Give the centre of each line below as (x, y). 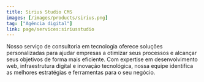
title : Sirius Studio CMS (39, 12)
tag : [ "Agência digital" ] (39, 23)
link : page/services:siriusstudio (51, 29)
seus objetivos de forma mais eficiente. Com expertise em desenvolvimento (102, 59)
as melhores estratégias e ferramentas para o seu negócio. (81, 73)
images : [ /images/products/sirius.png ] (57, 18)
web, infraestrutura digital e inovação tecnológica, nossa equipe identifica (100, 66)
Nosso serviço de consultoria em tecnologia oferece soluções (85, 47)
